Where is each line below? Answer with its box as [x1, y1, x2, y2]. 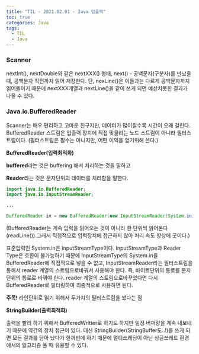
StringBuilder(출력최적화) [6, 307, 68, 314]
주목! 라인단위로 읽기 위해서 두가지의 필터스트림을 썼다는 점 [6, 294, 143, 301]
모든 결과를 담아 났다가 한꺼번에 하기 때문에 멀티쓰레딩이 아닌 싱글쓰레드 [12, 334, 179, 342]
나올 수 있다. [6, 93, 35, 100]
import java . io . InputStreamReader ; [6, 192, 94, 197]
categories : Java [6, 20, 49, 25]
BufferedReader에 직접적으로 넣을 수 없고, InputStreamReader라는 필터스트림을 [6, 259, 193, 267]
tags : [6, 25, 20, 31]
